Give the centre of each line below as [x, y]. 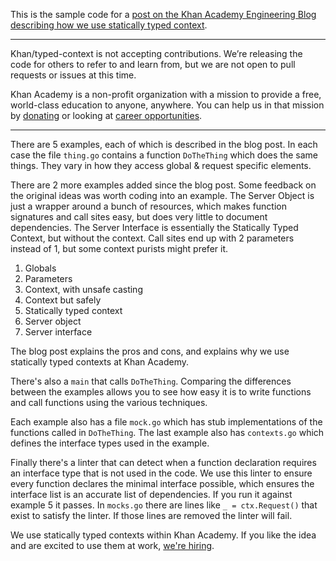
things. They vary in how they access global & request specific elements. [161, 165]
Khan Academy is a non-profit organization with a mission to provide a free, [166, 94]
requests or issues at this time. [73, 75]
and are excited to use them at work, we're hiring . [112, 545]
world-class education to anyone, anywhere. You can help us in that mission [167, 105]
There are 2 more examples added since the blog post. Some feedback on [163, 185]
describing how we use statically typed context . [109, 25]
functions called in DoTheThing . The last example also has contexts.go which [167, 432]
